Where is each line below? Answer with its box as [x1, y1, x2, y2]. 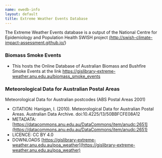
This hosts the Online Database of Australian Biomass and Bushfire [12, 63, 146, 69]
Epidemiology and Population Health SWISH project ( [5, 35, 111, 40]
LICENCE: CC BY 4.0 [12, 132, 54, 138]
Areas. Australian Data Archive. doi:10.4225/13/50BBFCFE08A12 [12, 111, 141, 117]
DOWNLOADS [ [12, 137, 43, 142]
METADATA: [12, 116, 36, 122]
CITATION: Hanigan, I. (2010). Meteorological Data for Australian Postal [12, 105, 154, 112]
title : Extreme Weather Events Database [5, 16, 88, 21]
